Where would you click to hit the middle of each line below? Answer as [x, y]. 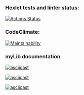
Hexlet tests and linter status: [42, 8]
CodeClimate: [23, 32]
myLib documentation [33, 56]
